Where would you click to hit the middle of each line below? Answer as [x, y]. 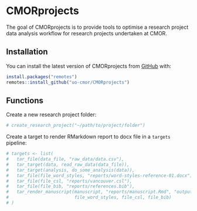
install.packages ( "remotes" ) [42, 77]
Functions [25, 100]
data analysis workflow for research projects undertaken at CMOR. [86, 33]
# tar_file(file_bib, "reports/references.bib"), [70, 186]
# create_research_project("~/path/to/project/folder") [76, 125]
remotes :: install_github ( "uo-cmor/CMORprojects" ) [68, 82]
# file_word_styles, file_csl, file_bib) [89, 197]
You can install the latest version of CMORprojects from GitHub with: [89, 66]
